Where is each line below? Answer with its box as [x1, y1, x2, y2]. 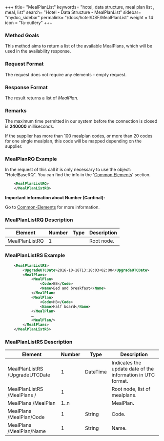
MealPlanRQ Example [5, 156, 57, 162]
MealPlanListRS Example [5, 252, 65, 259]
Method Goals [5, 32, 39, 39]
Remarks [5, 107, 27, 114]
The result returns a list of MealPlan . [5, 95, 79, 101]
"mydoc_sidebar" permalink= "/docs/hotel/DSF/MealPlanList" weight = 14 [5, 15, 154, 20]
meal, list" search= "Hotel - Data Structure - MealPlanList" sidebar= [5, 9, 142, 15]
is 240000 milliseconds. [5, 123, 55, 129]
